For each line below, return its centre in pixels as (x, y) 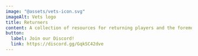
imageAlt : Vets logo (31, 17)
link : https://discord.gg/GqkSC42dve (57, 44)
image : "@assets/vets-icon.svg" (45, 11)
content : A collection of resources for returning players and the (90, 28)
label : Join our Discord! (43, 38)
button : (15, 33)
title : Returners (27, 22)
